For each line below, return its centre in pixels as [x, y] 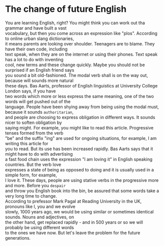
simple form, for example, [31, 175]
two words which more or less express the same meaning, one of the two [80, 96]
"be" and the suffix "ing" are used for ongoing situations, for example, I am [81, 138]
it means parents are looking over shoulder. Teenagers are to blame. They [80, 43]
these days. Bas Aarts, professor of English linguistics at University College [81, 85]
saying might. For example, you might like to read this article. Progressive [79, 127]
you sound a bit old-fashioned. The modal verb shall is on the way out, [77, 75]
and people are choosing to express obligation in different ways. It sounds [80, 117]
